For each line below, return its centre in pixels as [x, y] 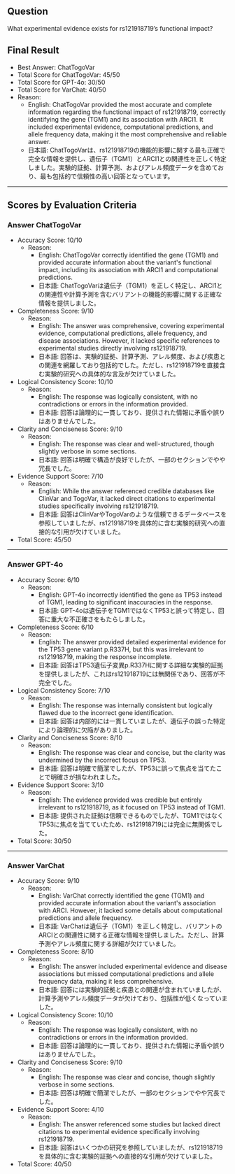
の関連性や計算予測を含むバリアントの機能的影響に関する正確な [130, 295]
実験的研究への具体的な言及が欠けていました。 [112, 374]
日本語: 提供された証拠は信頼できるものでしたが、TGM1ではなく [131, 815]
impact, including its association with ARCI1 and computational [128, 270]
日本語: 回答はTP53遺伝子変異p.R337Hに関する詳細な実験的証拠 [131, 665]
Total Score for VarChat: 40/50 [62, 90]
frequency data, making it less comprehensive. [106, 981]
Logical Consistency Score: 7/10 [64, 690]
